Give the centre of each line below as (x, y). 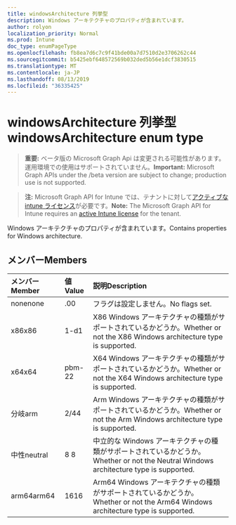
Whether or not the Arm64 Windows (153, 502)
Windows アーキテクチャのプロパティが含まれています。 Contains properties (117, 228)
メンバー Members (47, 260)
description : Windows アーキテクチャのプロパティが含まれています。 (97, 20)
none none (27, 303)
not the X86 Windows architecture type (158, 337)
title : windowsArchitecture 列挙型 (58, 14)
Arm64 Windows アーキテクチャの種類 (157, 482)
